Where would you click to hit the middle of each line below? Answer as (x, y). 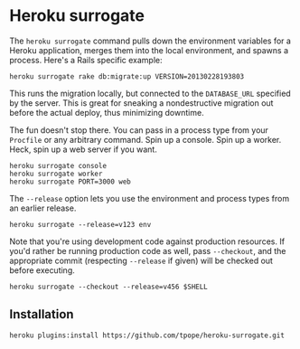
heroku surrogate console (58, 165)
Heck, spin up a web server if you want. (84, 149)
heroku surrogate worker (56, 174)
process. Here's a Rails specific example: (86, 60)
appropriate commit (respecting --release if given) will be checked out (141, 260)
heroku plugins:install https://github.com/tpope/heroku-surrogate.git (147, 335)
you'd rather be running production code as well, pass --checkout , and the (148, 250)
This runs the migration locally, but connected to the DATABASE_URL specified (150, 93)
